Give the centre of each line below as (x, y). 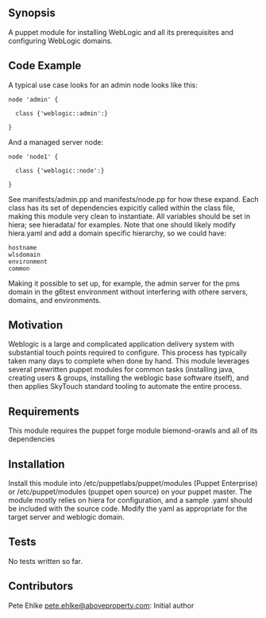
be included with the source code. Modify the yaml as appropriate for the (128, 509)
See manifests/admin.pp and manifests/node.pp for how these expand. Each (133, 199)
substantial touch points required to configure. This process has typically (128, 352)
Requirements (44, 412)
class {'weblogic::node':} (60, 170)
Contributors (41, 587)
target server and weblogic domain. (66, 517)
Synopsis (32, 13)
